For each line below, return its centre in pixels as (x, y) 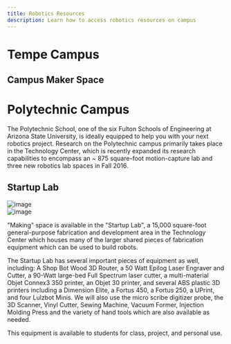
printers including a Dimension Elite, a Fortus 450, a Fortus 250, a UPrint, (111, 290)
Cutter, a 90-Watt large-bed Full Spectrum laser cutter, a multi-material (108, 275)
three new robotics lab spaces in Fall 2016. (68, 166)
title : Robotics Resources (46, 14)
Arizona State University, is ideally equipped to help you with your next (108, 137)
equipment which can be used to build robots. (73, 247)
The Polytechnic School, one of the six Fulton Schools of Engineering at (109, 129)
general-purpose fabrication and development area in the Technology (107, 232)
